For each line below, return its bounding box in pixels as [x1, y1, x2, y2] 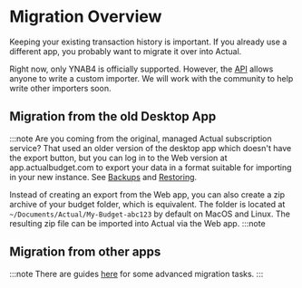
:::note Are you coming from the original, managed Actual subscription [9, 133, 272, 144]
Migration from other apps [9, 245, 161, 260]
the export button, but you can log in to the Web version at [9, 152, 228, 163]
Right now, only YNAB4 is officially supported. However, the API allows [9, 63, 274, 74]
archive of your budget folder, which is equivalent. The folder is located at [9, 198, 286, 209]
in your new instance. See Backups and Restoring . [9, 171, 198, 182]
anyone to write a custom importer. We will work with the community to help [9, 72, 294, 83]
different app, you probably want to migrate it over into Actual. [9, 45, 242, 56]
